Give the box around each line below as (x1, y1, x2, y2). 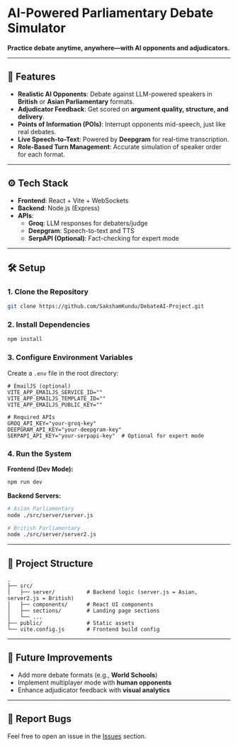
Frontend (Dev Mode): (7, 464, 74, 473)
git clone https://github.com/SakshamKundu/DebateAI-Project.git (7, 303, 204, 310)
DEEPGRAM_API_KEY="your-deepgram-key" (7, 426, 122, 433)
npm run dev (7, 478, 42, 486)
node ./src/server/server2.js (7, 531, 97, 538)
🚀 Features (7, 71, 56, 83)
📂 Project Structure (7, 557, 93, 569)
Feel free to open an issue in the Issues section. (7, 731, 147, 740)
